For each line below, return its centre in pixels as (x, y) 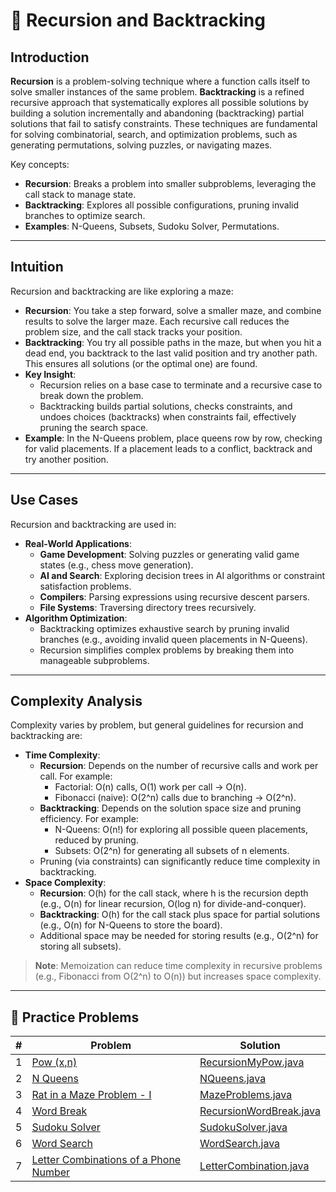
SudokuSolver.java (243, 1127)
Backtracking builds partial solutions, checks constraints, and (166, 406)
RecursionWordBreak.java (260, 1111)
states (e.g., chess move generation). (116, 565)
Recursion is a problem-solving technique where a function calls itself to (160, 81)
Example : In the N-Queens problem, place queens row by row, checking (173, 438)
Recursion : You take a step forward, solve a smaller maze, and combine (173, 310)
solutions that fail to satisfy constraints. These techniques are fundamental (164, 123)
